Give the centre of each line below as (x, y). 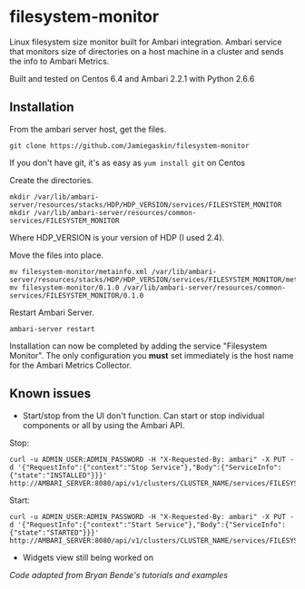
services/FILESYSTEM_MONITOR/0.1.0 (77, 295)
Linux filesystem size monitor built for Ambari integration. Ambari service (146, 42)
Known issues (50, 393)
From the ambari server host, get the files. (88, 129)
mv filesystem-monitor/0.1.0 (64, 288)
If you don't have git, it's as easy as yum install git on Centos (128, 162)
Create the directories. (51, 180)
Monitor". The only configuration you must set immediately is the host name (152, 355)
